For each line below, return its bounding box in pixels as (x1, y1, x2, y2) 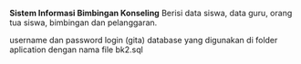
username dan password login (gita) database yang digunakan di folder (9, 35, 278, 45)
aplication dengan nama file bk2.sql (9, 44, 143, 55)
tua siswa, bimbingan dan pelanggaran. (9, 17, 158, 28)
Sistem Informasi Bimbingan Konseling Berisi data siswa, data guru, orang (9, 8, 293, 18)
